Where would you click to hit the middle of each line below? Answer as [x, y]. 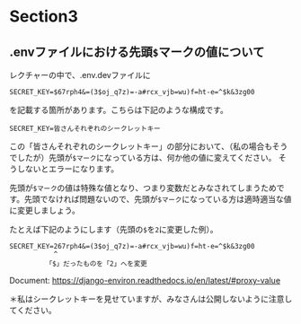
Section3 [44, 17]
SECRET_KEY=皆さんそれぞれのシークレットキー [85, 128]
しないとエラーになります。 [68, 169]
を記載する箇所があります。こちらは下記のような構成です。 [119, 110]
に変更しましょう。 [45, 210]
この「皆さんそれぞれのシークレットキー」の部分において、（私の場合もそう [149, 146]
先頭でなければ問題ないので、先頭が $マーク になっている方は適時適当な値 [158, 199]
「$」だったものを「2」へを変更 [97, 264]
